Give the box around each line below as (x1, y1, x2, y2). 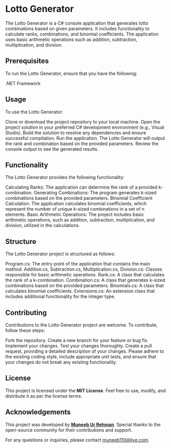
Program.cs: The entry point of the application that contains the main (5, 261, 151, 267)
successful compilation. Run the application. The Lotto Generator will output (5, 135, 165, 141)
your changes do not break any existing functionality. (5, 359, 117, 365)
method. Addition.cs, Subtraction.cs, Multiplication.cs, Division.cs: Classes (5, 266, 162, 272)
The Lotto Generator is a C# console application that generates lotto (5, 20, 149, 26)
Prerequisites (5, 57, 49, 66)
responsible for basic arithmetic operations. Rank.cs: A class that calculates (5, 272, 165, 278)
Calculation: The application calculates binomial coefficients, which (5, 200, 147, 207)
